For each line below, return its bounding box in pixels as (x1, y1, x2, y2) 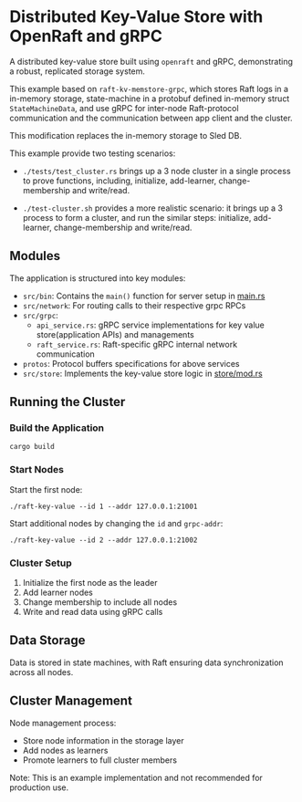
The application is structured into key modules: (9, 272, 186, 284)
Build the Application (9, 422, 105, 434)
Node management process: (9, 717, 117, 728)
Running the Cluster (9, 394, 126, 410)
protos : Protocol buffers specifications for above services (22, 358, 240, 369)
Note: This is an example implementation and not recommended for (9, 772, 263, 783)
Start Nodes (9, 463, 64, 476)
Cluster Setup (9, 557, 72, 569)
